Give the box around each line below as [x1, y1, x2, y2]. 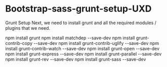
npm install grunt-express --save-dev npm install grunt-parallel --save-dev [5, 51, 162, 57]
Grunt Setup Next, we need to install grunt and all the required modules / [5, 20, 157, 26]
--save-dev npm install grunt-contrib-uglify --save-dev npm [33, 40, 159, 46]
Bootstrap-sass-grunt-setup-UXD [5, 3, 152, 15]
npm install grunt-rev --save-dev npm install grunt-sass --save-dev [5, 56, 146, 62]
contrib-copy [5, 40, 33, 46]
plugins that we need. [5, 25, 51, 31]
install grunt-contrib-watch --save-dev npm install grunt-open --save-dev [5, 45, 160, 51]
